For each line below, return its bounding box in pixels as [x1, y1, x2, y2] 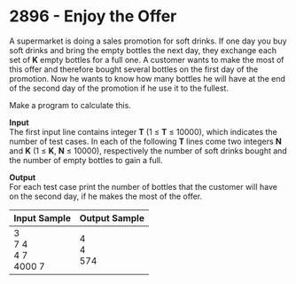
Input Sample [13, 211, 71, 224]
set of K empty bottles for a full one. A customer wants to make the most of [9, 54, 284, 65]
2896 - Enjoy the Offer [9, 6, 177, 27]
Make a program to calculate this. [9, 99, 131, 110]
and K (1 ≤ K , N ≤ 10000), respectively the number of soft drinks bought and [9, 145, 288, 156]
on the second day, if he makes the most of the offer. [9, 191, 202, 201]
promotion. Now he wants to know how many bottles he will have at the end [9, 73, 286, 83]
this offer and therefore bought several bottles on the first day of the [9, 64, 259, 75]
